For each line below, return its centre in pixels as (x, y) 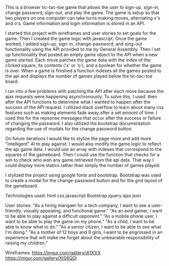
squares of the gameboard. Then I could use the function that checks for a (82, 154)
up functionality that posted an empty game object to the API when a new (81, 55)
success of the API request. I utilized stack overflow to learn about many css (84, 107)
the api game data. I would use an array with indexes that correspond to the (83, 149)
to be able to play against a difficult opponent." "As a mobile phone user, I (81, 216)
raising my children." (26, 243)
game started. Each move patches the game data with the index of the (78, 60)
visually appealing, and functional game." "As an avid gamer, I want (93, 211)
